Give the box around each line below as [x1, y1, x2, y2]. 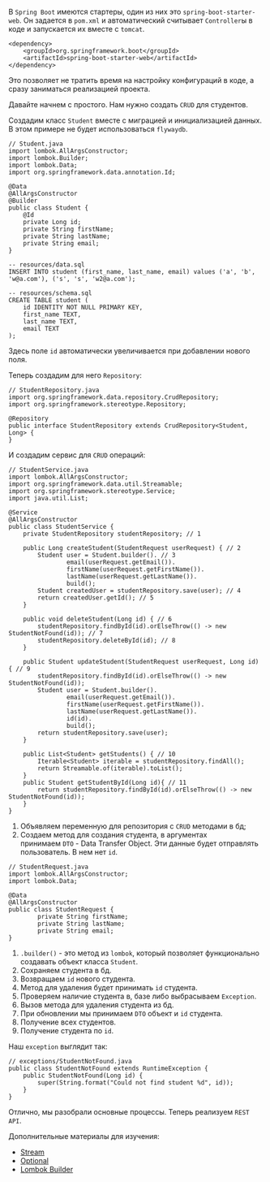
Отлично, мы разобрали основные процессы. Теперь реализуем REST [8, 1107, 250, 1116]
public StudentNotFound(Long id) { [23, 1072, 144, 1080]
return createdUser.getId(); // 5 [37, 594, 154, 602]
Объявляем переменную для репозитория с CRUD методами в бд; [19, 821, 246, 831]
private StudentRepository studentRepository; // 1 [23, 530, 201, 538]
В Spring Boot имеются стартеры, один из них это [8, 7, 182, 16]
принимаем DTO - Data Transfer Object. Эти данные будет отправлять [19, 838, 259, 848]
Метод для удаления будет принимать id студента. [19, 983, 198, 992]
